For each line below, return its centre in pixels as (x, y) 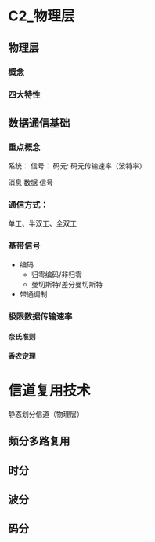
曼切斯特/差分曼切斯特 (67, 284)
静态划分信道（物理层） (46, 414)
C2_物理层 (41, 16)
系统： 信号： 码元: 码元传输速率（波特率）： (79, 166)
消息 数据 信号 (31, 183)
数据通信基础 (39, 123)
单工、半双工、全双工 (42, 223)
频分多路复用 (39, 441)
